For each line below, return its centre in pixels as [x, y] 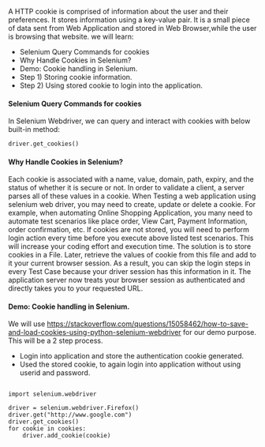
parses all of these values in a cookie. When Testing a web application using [132, 196]
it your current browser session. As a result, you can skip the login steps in [129, 263]
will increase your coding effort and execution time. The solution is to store [130, 246]
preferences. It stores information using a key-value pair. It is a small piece [129, 20]
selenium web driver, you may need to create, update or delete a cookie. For [132, 205]
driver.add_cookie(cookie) [67, 436]
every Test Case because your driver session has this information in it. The [130, 272]
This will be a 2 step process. [56, 341]
